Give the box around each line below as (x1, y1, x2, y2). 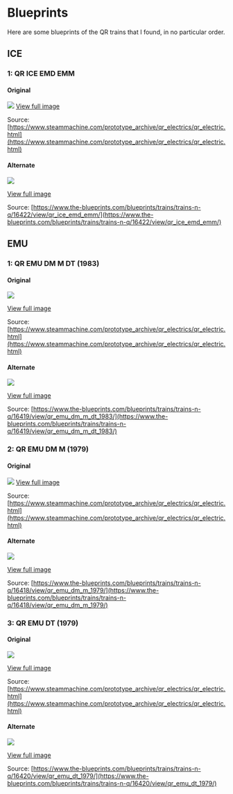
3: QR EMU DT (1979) (7, 618, 79, 627)
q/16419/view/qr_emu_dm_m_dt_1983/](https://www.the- (7, 412, 169, 421)
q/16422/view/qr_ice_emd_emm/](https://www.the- (7, 210, 154, 219)
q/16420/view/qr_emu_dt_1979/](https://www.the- (7, 772, 149, 780)
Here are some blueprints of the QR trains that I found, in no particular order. (7, 28, 225, 36)
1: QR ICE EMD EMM (7, 69, 75, 78)
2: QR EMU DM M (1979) (7, 444, 89, 454)
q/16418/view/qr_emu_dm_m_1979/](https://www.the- (7, 586, 159, 594)
